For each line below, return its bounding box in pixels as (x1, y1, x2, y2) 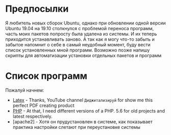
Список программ (5, 70, 88, 82)
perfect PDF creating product (12, 102, 75, 109)
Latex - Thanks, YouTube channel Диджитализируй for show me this (12, 97, 153, 103)
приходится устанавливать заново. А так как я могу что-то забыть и (5, 36, 155, 42)
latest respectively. (12, 113, 53, 119)
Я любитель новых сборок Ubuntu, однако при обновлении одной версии (5, 20, 166, 26)
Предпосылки (5, 3, 69, 15)
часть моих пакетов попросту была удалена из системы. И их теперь (5, 31, 157, 37)
